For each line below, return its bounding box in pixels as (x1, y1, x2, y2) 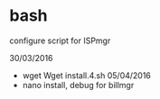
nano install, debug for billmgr (22, 79, 135, 90)
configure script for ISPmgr (9, 35, 111, 46)
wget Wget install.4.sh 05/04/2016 (22, 69, 152, 81)
